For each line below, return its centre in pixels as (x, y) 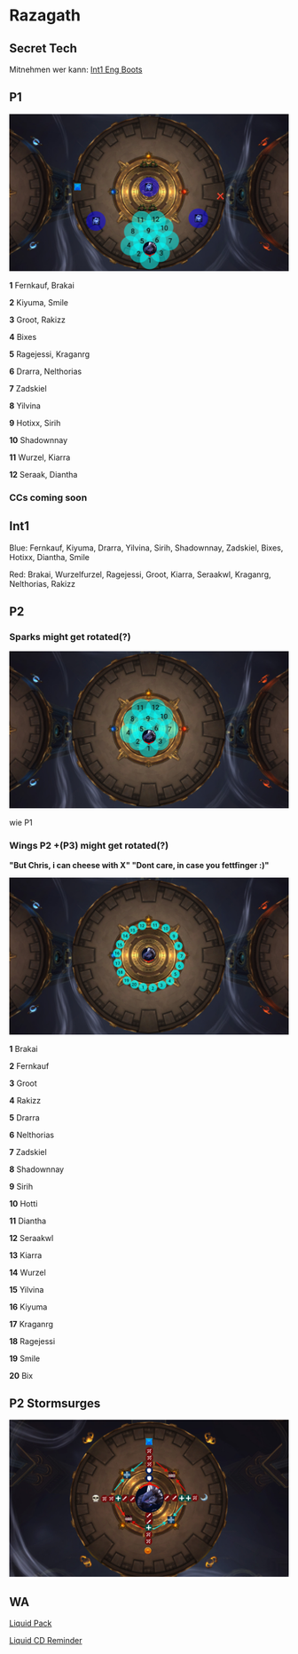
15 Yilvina (27, 1289)
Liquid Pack (31, 1623)
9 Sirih (21, 1186)
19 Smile (25, 1358)
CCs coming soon (48, 497)
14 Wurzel (27, 1272)
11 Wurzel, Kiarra (40, 457)
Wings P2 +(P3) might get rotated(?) (89, 846)
